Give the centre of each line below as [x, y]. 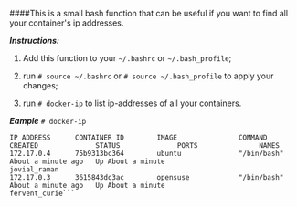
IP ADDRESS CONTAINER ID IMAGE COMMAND [138, 138]
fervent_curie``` [42, 193]
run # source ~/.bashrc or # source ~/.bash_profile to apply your [148, 76]
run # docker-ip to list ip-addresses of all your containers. [132, 103]
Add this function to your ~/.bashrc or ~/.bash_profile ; [127, 58]
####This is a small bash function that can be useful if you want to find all [149, 13]
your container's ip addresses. [67, 23]
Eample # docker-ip [48, 121]
